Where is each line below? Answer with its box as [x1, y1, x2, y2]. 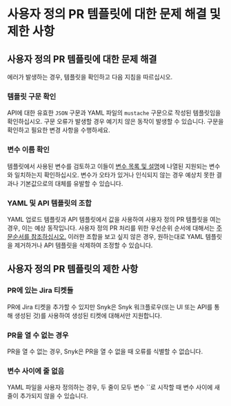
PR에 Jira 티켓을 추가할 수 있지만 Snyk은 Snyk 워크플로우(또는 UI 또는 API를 [7, 302, 213, 311]
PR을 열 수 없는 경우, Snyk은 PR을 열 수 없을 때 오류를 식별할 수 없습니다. [7, 347, 203, 356]
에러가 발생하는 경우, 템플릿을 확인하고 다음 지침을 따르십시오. [7, 73, 173, 81]
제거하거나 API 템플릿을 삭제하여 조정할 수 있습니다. [14, 241, 153, 249]
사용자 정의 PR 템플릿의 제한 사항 [7, 263, 139, 275]
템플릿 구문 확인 [7, 91, 57, 101]
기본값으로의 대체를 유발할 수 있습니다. [19, 179, 123, 187]
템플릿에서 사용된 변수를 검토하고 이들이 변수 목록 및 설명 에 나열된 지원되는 [7, 162, 208, 170]
